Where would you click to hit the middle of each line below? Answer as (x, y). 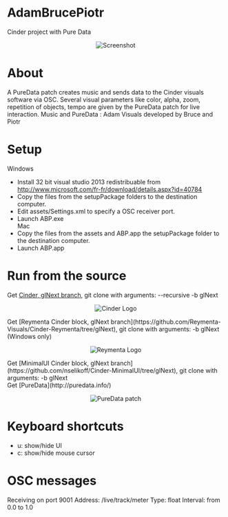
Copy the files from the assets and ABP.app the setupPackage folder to (118, 233)
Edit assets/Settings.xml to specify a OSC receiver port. (96, 211)
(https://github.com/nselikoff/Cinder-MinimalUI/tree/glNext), (93, 370)
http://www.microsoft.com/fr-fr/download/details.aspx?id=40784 (110, 189)
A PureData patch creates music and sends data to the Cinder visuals (106, 92)
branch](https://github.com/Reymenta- (166, 322)
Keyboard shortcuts (65, 426)
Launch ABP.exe (40, 218)
